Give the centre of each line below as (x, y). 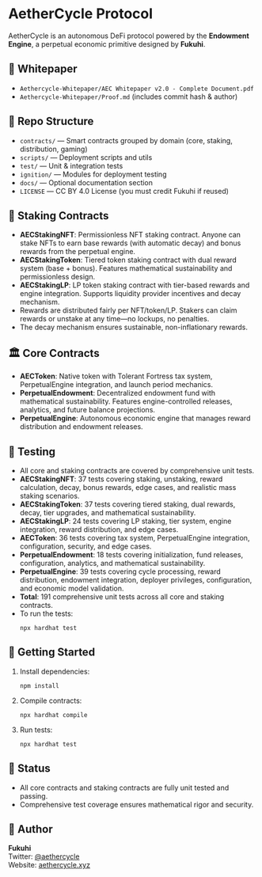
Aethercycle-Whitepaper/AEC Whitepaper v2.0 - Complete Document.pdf (137, 89)
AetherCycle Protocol (80, 14)
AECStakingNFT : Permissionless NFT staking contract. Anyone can (130, 235)
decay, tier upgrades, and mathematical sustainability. (108, 513)
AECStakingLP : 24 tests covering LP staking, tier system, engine (125, 521)
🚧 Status (30, 769)
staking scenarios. (49, 496)
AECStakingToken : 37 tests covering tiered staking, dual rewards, (127, 504)
